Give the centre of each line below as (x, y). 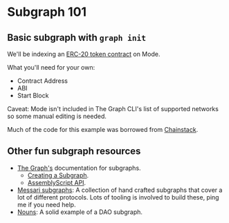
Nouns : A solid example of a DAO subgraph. (80, 212)
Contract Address (42, 81)
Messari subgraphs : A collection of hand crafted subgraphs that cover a (120, 190)
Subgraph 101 (47, 12)
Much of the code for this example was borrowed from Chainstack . (103, 129)
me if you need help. (46, 204)
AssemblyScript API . (57, 182)
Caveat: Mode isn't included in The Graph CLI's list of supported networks (113, 109)
